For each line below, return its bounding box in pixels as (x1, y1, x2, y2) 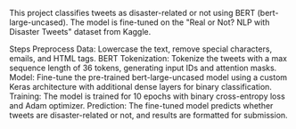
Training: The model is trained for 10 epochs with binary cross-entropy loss (9, 91, 285, 101)
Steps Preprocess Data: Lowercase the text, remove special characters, (9, 44, 273, 54)
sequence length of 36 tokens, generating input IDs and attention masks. (9, 62, 277, 73)
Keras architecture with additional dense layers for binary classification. (9, 82, 272, 92)
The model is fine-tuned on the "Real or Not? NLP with (70, 17, 270, 28)
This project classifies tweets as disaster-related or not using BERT (9, 8, 256, 18)
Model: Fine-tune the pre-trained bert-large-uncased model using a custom (9, 72, 288, 83)
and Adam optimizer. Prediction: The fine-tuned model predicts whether (9, 101, 274, 110)
